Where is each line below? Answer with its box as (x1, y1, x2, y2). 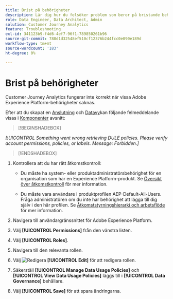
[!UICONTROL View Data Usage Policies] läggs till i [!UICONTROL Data (12, 273, 166, 279)
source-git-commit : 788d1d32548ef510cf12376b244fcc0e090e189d (5, 36, 142, 42)
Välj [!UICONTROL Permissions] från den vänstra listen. (12, 227, 132, 234)
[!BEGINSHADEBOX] (18, 125, 61, 131)
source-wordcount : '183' (5, 46, 59, 51)
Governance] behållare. (12, 278, 64, 284)
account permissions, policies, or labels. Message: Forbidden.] (5, 140, 139, 146)
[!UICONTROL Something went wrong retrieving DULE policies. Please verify (5, 135, 168, 141)
